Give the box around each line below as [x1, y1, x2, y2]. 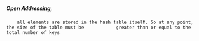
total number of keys [6, 29, 60, 35]
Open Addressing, [6, 5, 53, 12]
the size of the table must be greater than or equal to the [6, 24, 191, 30]
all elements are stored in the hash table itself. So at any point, [17, 19, 194, 25]
